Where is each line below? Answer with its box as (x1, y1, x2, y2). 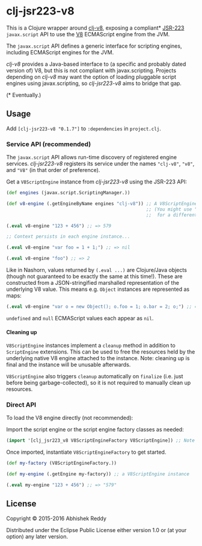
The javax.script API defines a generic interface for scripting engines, (6, 42, 182, 49)
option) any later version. (6, 533, 68, 540)
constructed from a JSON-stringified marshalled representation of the (6, 279, 179, 287)
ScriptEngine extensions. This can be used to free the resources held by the (6, 348, 195, 355)
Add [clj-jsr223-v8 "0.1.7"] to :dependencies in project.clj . (6, 125, 161, 132)
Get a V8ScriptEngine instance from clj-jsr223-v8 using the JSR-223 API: (6, 178, 188, 185)
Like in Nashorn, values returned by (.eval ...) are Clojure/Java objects (6, 267, 188, 274)
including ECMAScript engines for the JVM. (6, 48, 114, 56)
